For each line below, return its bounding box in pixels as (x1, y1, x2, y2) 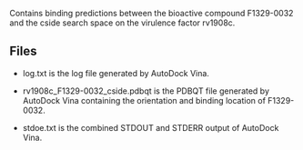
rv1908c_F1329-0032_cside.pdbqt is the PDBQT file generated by (22, 85, 270, 96)
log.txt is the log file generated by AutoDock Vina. (22, 67, 209, 78)
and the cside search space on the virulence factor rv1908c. (9, 17, 236, 28)
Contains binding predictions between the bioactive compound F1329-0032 (9, 8, 294, 18)
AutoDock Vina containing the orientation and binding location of (22, 95, 267, 105)
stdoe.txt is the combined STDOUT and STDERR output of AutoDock (22, 122, 279, 133)
